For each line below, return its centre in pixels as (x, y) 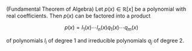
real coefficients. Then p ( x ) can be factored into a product (78, 16)
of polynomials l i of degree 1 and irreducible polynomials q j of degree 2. (95, 41)
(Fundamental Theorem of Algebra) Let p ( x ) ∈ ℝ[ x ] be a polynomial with (96, 9)
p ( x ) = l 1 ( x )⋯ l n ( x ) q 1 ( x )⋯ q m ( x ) (101, 28)
